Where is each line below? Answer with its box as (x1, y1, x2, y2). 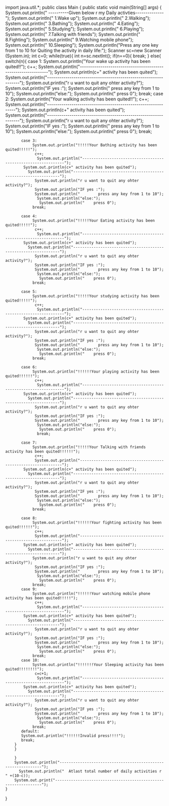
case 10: (21, 658, 39, 663)
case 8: (21, 516, 37, 521)
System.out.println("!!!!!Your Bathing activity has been (32, 143, 157, 148)
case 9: (21, 587, 37, 592)
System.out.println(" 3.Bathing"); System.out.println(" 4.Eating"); (5, 20, 140, 26)
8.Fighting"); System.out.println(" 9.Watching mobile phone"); (5, 37, 134, 43)
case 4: (21, 214, 37, 219)
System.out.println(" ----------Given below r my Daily (5, 10, 117, 16)
